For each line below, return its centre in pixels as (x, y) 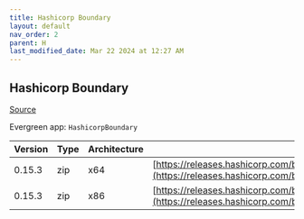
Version (31, 149)
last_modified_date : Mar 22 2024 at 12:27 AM (96, 51)
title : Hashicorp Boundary (60, 18)
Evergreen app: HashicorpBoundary (74, 126)
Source (23, 109)
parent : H (28, 43)
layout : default (40, 26)
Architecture (116, 149)
